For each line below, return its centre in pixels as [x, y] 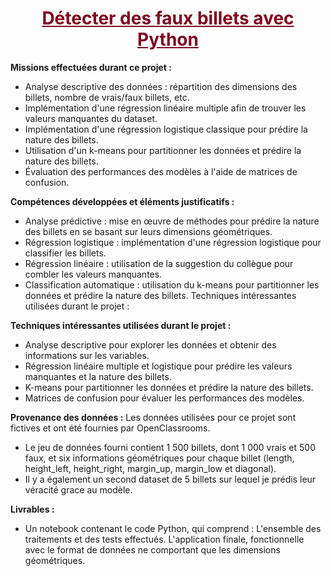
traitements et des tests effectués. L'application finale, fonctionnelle [164, 539]
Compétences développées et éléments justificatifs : [122, 201]
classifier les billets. [65, 253]
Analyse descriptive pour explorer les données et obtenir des [150, 344]
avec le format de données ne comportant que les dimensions [152, 549]
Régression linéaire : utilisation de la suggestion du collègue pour [159, 263]
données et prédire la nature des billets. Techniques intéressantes [160, 295]
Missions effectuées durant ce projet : [91, 67]
